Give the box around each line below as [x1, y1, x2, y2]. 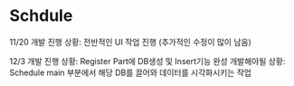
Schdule [9, 5, 73, 26]
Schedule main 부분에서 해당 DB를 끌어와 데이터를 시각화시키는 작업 [9, 67, 251, 78]
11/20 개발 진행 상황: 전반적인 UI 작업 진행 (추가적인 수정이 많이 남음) [9, 36, 251, 47]
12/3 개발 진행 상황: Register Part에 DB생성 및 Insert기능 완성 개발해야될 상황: [9, 55, 286, 66]
